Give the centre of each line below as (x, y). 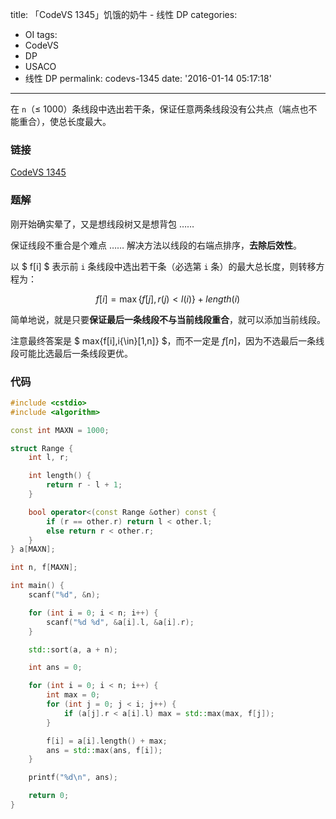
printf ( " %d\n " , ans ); (73, 778)
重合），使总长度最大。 (65, 121)
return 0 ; (49, 796)
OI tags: (41, 34)
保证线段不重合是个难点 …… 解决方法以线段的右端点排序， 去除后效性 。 (156, 245)
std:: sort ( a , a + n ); (73, 649)
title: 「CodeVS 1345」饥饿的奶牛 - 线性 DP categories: (124, 14)
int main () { (37, 586)
